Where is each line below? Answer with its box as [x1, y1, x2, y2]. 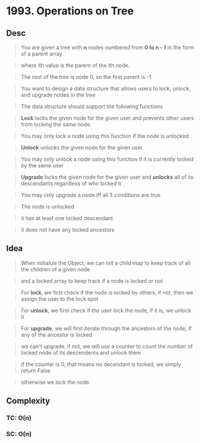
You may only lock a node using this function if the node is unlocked [20, 133, 189, 139]
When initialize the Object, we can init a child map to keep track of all [20, 259, 191, 267]
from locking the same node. [20, 121, 92, 128]
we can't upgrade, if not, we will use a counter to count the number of [20, 343, 193, 350]
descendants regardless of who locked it [20, 180, 121, 187]
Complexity [6, 396, 51, 406]
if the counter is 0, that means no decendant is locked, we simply [20, 360, 181, 368]
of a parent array [20, 50, 63, 57]
